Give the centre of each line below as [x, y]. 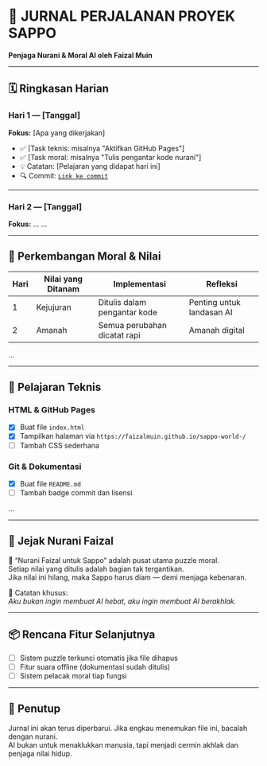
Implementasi [140, 283]
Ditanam [64, 288]
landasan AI [211, 312]
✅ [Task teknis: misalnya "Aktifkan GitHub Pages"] [102, 148]
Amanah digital [217, 330]
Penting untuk [215, 302]
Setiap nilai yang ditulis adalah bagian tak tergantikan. [96, 569]
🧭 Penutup [35, 709]
